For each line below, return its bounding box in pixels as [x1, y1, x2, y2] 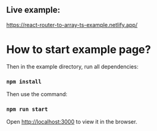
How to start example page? [6, 43, 151, 56]
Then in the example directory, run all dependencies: [6, 62, 139, 70]
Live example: [6, 5, 61, 15]
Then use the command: [6, 91, 68, 98]
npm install [6, 78, 42, 85]
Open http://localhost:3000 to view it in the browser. [6, 118, 138, 125]
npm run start [6, 105, 48, 113]
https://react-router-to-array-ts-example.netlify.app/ [6, 21, 138, 28]
